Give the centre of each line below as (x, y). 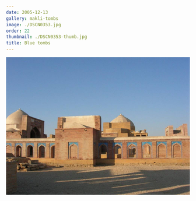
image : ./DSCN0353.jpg (34, 24)
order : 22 (18, 31)
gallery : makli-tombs (32, 18)
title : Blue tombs (28, 43)
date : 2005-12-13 (27, 12)
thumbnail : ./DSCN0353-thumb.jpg (47, 37)
